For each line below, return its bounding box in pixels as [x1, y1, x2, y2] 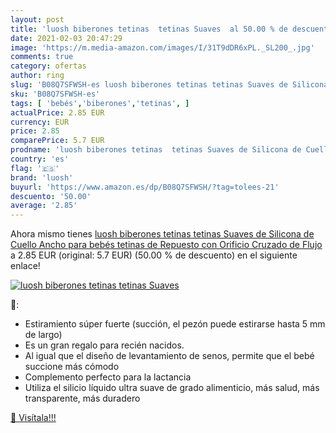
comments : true [10, 52, 74, 62]
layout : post [10, 14, 65, 25]
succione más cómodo [24, 361, 120, 373]
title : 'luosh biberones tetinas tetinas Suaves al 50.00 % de [10, 24, 288, 34]
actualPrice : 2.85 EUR [10, 107, 105, 118]
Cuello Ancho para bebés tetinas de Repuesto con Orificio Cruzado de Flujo [10, 239, 323, 251]
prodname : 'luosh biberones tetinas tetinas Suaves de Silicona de [10, 145, 302, 155]
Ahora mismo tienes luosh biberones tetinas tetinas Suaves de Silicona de [10, 228, 315, 240]
